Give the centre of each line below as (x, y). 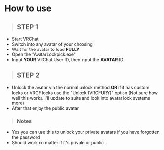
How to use (28, 9)
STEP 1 (27, 27)
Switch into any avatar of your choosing (52, 44)
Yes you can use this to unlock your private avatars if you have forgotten (85, 132)
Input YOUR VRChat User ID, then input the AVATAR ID (67, 60)
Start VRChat (25, 39)
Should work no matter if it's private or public (58, 143)
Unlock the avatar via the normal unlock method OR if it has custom (81, 87)
